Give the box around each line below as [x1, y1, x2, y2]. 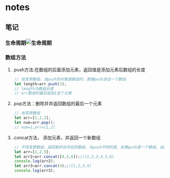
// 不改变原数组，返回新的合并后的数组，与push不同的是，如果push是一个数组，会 [14, 145, 163, 150]
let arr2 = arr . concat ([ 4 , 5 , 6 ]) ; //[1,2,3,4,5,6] [14, 154, 114, 159]
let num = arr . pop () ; [14, 120, 56, 125]
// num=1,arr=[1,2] [14, 124, 56, 130]
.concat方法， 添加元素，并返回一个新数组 [12, 135, 101, 141]
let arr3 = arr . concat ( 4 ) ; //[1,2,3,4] [14, 163, 92, 168]
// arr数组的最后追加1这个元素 [14, 91, 72, 96]
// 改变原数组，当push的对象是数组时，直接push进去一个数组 [14, 76, 126, 82]
